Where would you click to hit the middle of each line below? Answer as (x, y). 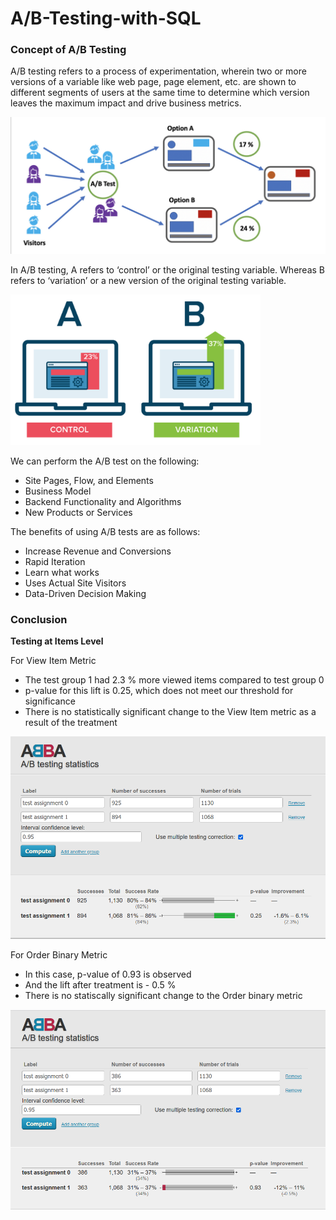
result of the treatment (71, 722)
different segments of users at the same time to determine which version (160, 93)
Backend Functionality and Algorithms (103, 501)
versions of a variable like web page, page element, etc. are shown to (153, 82)
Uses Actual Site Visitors (75, 583)
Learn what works (62, 572)
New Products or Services (78, 512)
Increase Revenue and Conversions (98, 551)
